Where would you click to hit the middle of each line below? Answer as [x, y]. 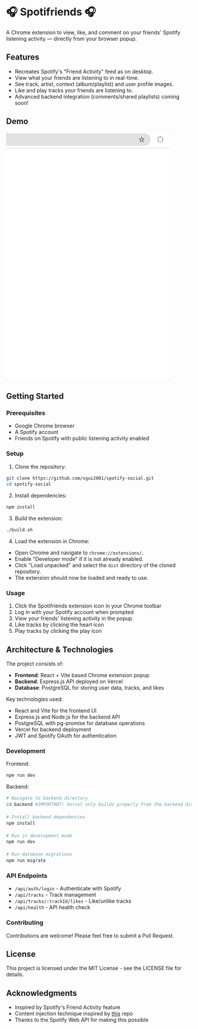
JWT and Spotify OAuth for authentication [65, 736]
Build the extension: [39, 518]
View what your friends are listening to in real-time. [77, 77]
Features [23, 57]
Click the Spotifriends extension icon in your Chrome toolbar [88, 606]
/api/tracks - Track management [55, 895]
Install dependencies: [41, 496]
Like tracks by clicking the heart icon [59, 625]
